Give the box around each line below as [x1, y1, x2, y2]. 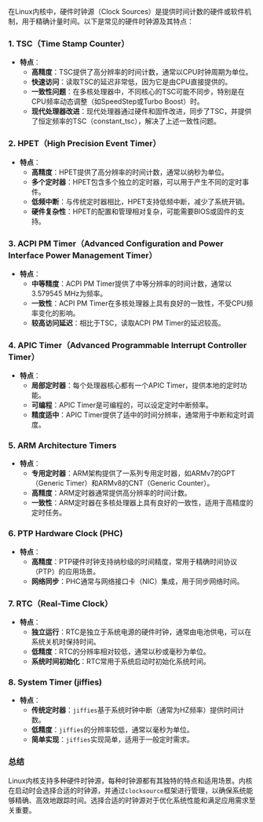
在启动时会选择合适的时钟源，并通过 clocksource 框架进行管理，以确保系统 [8, 785, 247, 795]
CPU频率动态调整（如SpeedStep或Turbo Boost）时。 [31, 97, 204, 106]
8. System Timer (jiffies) [8, 677, 103, 688]
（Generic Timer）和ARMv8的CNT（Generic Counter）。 [31, 479, 214, 488]
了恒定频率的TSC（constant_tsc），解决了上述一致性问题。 [31, 116, 221, 126]
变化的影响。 [38, 308, 80, 317]
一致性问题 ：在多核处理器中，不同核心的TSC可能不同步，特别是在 [31, 87, 245, 97]
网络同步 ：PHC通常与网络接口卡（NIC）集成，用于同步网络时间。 [31, 576, 244, 585]
